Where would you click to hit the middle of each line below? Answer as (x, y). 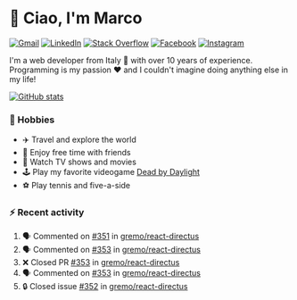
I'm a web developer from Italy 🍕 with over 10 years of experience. (131, 60)
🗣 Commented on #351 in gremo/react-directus (111, 236)
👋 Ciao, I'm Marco (76, 18)
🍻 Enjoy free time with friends (76, 153)
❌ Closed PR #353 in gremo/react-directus (101, 262)
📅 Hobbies (32, 120)
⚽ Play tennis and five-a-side (76, 186)
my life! (23, 79)
